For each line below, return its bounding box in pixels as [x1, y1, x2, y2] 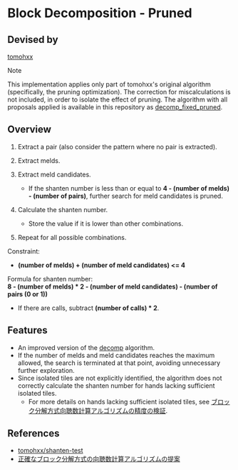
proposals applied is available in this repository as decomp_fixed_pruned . [7, 103, 223, 111]
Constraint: [7, 246, 41, 255]
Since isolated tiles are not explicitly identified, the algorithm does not [17, 374, 222, 382]
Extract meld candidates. [17, 170, 91, 179]
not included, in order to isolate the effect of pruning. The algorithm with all [7, 95, 228, 104]
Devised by [7, 34, 58, 46]
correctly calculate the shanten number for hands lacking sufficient [17, 381, 215, 390]
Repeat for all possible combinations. [17, 233, 127, 241]
